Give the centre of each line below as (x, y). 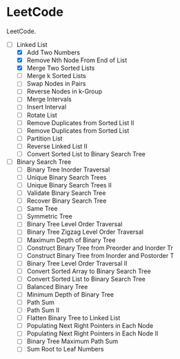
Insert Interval (47, 107)
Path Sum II (43, 310)
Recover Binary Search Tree (67, 201)
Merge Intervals (49, 99)
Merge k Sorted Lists (57, 76)
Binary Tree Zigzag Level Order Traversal (85, 232)
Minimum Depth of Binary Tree (70, 294)
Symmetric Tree (50, 217)
